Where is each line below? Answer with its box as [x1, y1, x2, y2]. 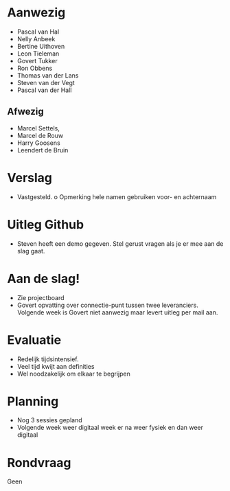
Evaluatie [7, 332, 62, 347]
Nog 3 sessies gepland [16, 416, 82, 424]
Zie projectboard [16, 293, 65, 301]
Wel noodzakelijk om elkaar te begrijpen [16, 369, 130, 378]
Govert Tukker [16, 56, 58, 65]
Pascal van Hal [16, 27, 60, 36]
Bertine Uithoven [16, 42, 65, 50]
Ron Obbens [16, 64, 53, 72]
